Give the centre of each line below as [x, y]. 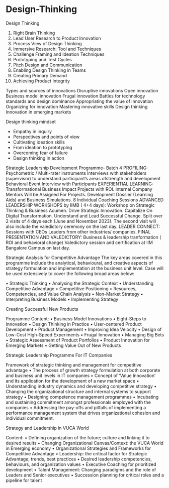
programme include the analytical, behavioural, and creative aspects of [79, 263]
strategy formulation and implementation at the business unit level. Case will [85, 268]
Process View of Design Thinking [47, 43]
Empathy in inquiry [32, 131]
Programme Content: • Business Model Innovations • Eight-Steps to [76, 319]
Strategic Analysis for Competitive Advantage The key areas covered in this [84, 258]
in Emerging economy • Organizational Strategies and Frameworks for [78, 448]
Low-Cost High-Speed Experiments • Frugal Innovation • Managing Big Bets [85, 334]
